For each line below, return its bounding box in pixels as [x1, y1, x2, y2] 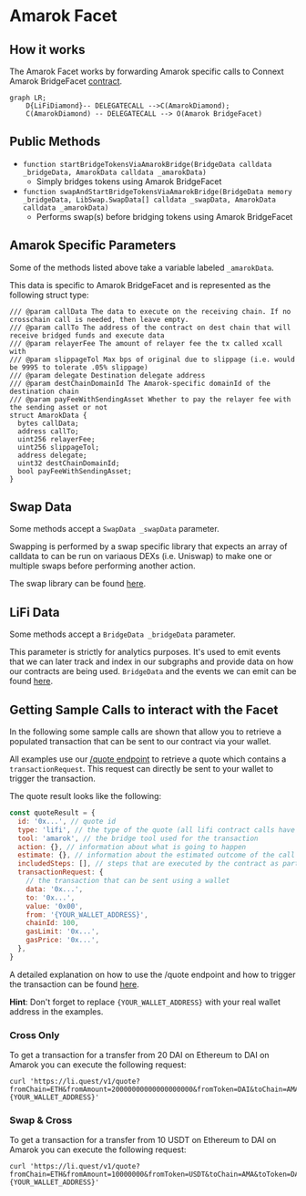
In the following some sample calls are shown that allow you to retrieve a [9, 726, 282, 737]
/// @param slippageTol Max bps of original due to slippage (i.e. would [9, 355, 296, 364]
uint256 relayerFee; [17, 434, 96, 443]
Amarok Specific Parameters [9, 238, 177, 254]
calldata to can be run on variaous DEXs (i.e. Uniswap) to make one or [9, 551, 273, 562]
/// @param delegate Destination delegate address [9, 370, 206, 380]
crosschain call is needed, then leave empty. [9, 315, 189, 324]
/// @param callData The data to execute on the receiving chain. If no [9, 307, 291, 316]
